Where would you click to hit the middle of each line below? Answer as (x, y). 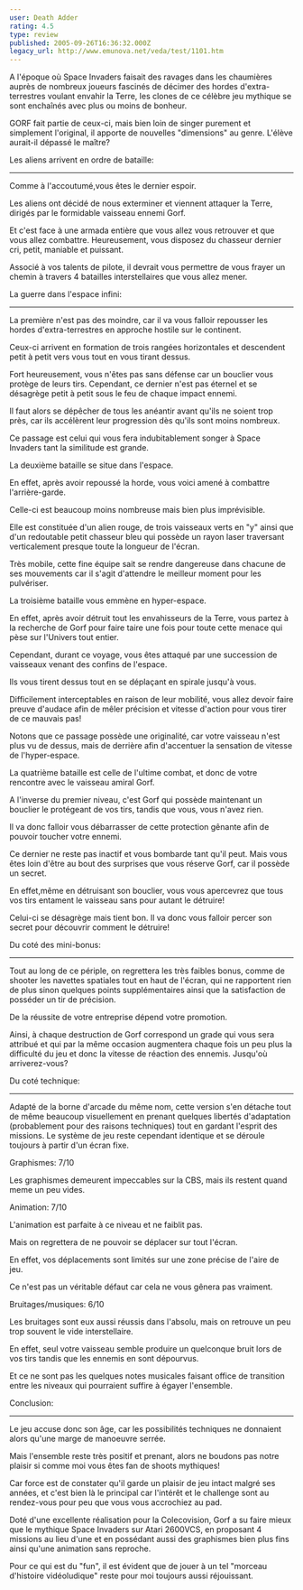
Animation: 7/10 (38, 1207)
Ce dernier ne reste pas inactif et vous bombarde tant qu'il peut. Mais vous (148, 854)
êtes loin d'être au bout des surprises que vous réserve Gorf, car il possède (150, 864)
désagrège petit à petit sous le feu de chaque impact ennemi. (123, 394)
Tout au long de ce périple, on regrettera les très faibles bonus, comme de (147, 971)
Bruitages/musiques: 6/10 (57, 1305)
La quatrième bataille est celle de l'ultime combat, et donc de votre (133, 773)
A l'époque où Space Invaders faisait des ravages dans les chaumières (141, 77)
